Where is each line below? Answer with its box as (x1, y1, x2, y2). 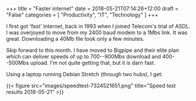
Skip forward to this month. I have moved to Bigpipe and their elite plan (6, 47, 179, 54)
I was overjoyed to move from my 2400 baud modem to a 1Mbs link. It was (6, 29, 188, 36)
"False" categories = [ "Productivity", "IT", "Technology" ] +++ (6, 11, 159, 18)
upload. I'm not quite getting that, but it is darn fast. (30, 59, 156, 66)
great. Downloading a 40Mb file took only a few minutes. (6, 35, 144, 42)
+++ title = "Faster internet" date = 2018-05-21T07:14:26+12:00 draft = (6, 5, 179, 12)
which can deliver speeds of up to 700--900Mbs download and (6, 53, 161, 60)
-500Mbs (6, 59, 30, 66)
